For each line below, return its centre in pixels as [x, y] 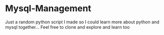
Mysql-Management [48, 9]
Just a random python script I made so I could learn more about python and [82, 22]
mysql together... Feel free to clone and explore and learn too [67, 27]
